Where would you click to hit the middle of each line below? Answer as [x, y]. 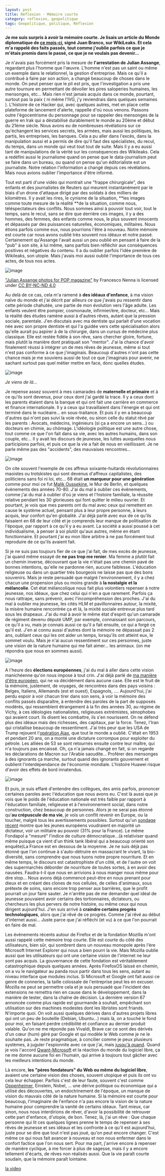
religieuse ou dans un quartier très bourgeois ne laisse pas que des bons [79, 572]
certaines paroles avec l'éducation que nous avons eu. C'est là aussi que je [82, 794]
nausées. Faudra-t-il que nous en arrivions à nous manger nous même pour [82, 873]
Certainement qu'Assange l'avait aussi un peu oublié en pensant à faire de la [83, 240]
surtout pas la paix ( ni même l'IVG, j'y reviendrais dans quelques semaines [81, 100]
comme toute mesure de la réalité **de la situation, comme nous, [71, 203]
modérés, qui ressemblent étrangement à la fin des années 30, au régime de [82, 707]
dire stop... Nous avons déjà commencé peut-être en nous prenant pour [78, 878]
